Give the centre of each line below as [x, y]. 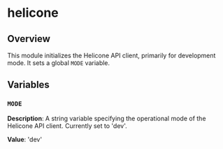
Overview [29, 39]
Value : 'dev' [25, 139]
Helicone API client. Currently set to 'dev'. [67, 126]
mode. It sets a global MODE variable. [59, 63]
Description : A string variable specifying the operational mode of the [107, 118]
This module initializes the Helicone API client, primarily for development [111, 55]
